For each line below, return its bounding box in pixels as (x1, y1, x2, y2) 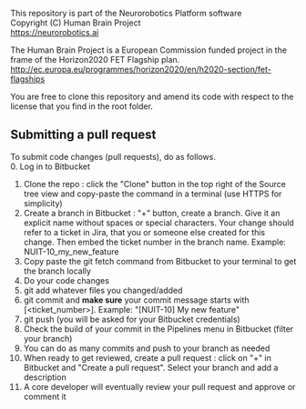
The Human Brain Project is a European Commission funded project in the (10, 45, 288, 55)
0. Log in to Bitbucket (10, 161, 90, 172)
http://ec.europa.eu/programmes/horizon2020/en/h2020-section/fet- (10, 64, 271, 75)
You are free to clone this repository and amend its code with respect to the (10, 91, 294, 102)
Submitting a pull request (10, 127, 157, 143)
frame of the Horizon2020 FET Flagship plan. (10, 55, 180, 65)
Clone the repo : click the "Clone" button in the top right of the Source (23, 178, 286, 189)
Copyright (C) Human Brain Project (10, 17, 141, 28)
